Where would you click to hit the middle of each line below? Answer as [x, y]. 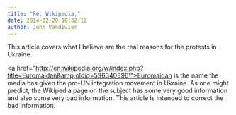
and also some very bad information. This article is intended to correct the [116, 98]
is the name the [196, 75]
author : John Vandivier [43, 27]
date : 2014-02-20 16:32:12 [47, 20]
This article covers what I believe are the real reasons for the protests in [112, 47]
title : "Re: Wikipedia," [44, 14]
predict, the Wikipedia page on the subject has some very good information [118, 91]
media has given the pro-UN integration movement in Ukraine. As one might [118, 83]
